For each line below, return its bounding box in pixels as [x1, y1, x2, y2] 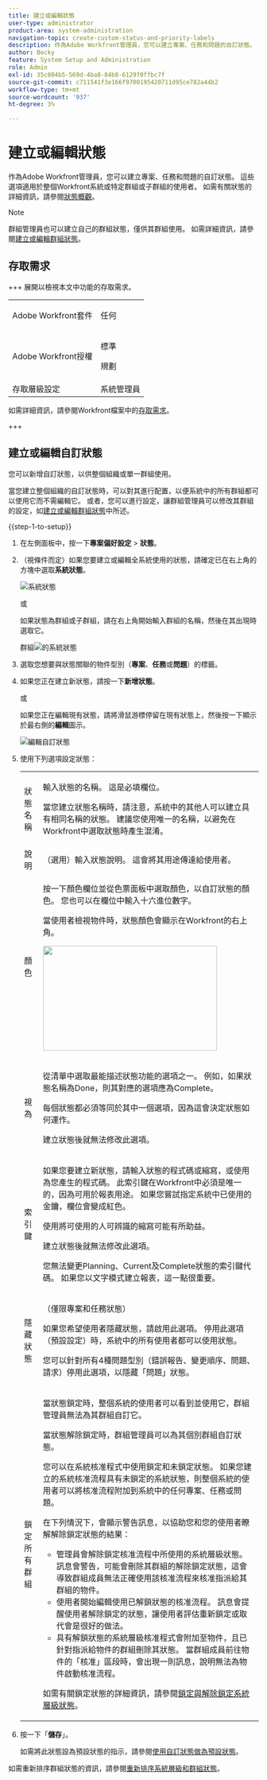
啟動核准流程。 [64, 1668, 121, 1679]
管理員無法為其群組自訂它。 [42, 1409, 147, 1421]
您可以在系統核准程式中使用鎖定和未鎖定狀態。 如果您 [42, 1461, 244, 1472]
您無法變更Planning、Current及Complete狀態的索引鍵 [42, 1260, 244, 1271]
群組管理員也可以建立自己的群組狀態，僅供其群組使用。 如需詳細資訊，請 [8, 224, 247, 234]
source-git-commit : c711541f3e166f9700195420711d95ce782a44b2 [8, 78, 219, 86]
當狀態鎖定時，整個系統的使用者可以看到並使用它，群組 [42, 1397, 250, 1409]
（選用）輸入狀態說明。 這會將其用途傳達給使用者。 [42, 854, 236, 865]
